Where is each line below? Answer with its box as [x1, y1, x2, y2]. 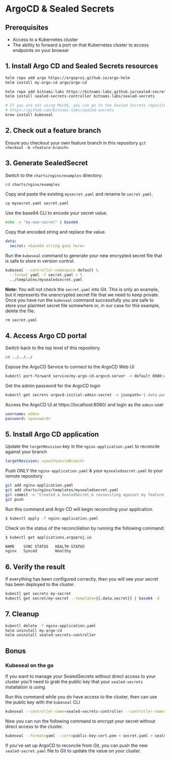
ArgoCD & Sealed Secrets [5, 3, 115, 15]
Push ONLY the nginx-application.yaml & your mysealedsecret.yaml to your [5, 468, 163, 474]
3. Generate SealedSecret [5, 159, 88, 167]
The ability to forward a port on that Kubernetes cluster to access [12, 42, 149, 48]
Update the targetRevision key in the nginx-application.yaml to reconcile [5, 443, 160, 450]
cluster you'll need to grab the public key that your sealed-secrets [5, 679, 143, 685]
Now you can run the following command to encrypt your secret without [5, 718, 155, 724]
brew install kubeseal [5, 112, 53, 118]
